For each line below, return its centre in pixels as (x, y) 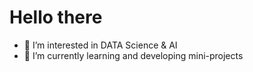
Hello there (56, 17)
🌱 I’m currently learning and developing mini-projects (133, 55)
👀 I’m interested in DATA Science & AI (100, 45)
